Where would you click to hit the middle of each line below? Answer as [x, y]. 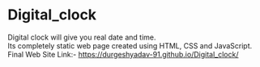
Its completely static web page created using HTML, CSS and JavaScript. [130, 45]
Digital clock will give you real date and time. [82, 37]
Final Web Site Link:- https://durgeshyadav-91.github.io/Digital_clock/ [123, 54]
